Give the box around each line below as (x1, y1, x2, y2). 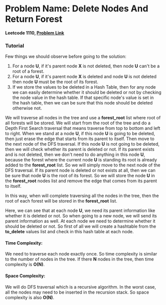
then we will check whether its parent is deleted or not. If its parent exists (5, 147, 155, 152)
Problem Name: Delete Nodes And (5, 3, 149, 14)
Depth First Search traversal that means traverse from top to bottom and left (5, 125, 161, 131)
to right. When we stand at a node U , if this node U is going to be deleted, (5, 131, 155, 137)
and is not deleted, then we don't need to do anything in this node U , (5, 152, 145, 157)
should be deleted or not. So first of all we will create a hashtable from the (5, 223, 156, 229)
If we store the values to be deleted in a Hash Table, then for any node (12, 84, 156, 90)
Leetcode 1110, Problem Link (5, 30, 64, 36)
